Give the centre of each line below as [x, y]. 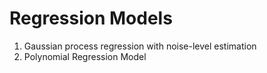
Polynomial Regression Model [85, 56]
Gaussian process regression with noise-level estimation [140, 46]
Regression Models [91, 18]
